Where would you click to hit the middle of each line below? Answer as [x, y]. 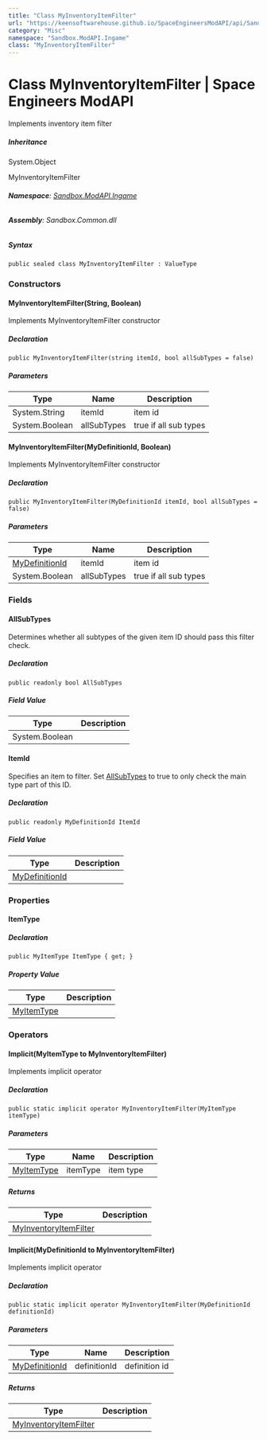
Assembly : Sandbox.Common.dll [62, 220]
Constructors [35, 284]
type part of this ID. [40, 784]
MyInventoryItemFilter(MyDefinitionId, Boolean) [90, 447]
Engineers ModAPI [71, 101]
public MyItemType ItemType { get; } [71, 957]
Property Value [34, 974]
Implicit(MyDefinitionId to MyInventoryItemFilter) [91, 1250]
